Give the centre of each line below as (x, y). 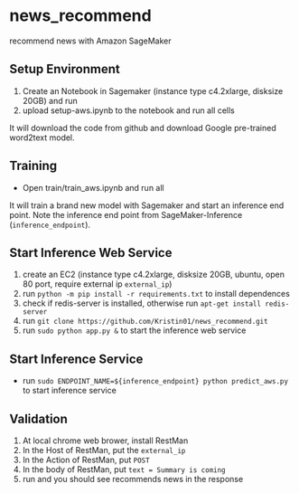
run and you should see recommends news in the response (133, 479)
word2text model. (42, 137)
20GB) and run (50, 100)
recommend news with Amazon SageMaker (90, 41)
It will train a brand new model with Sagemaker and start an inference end (147, 205)
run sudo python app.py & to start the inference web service (134, 330)
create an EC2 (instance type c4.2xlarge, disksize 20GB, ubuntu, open (153, 275)
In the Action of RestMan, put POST (86, 460)
